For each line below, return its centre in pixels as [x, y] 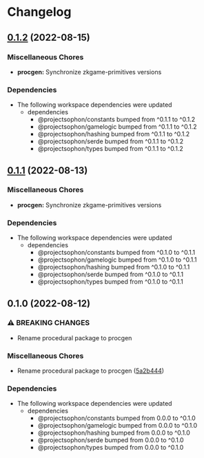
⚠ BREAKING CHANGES [49, 323]
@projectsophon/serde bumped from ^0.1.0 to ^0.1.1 [111, 274]
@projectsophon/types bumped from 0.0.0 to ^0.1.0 [111, 448]
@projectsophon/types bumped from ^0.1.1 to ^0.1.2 [111, 149]
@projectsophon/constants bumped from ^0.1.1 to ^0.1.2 [116, 119]
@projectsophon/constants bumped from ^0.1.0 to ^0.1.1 [116, 253]
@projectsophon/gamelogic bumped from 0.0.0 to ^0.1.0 [118, 426]
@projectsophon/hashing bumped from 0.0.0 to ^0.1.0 [114, 433]
